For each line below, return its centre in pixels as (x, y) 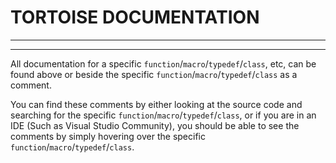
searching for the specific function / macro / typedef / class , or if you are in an (163, 115)
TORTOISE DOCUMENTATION (135, 17)
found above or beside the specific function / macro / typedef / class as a (154, 74)
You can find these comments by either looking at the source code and (156, 104)
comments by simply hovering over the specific (108, 136)
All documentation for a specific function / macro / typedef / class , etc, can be (163, 63)
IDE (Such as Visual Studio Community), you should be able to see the (155, 125)
